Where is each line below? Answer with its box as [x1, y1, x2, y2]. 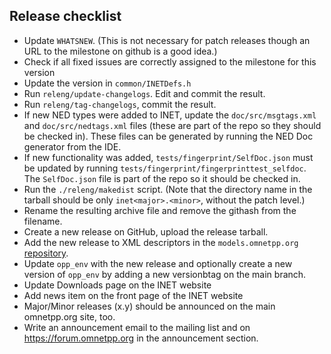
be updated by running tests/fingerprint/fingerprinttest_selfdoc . [23, 162, 307, 174]
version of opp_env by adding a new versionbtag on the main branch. [23, 268, 307, 280]
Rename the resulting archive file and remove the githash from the [23, 204, 297, 216]
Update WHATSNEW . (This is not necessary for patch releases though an [23, 34, 311, 46]
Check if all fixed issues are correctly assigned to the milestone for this [23, 55, 317, 68]
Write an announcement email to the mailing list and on [23, 321, 251, 333]
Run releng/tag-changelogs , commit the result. [23, 98, 217, 110]
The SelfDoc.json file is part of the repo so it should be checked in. [23, 172, 301, 184]
